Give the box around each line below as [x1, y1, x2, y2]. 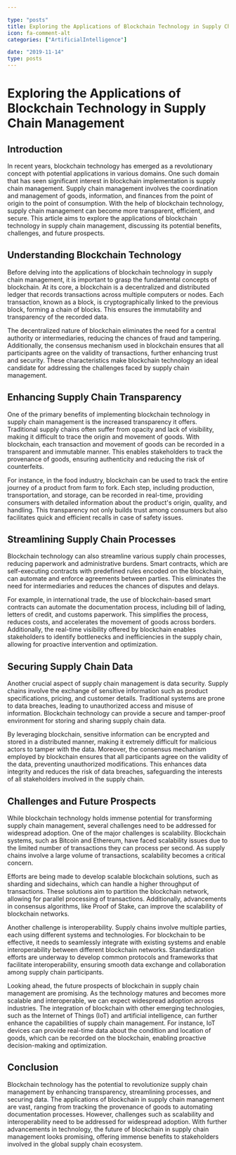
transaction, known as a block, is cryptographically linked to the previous [7, 298, 219, 306]
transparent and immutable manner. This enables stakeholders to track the [7, 447, 223, 456]
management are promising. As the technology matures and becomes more [7, 989, 226, 998]
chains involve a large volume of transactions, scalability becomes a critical [7, 851, 226, 860]
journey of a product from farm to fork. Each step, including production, [7, 483, 215, 491]
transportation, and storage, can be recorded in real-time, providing [7, 491, 204, 499]
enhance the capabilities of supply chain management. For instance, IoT [7, 1019, 216, 1027]
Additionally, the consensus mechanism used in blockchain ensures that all [7, 341, 224, 350]
